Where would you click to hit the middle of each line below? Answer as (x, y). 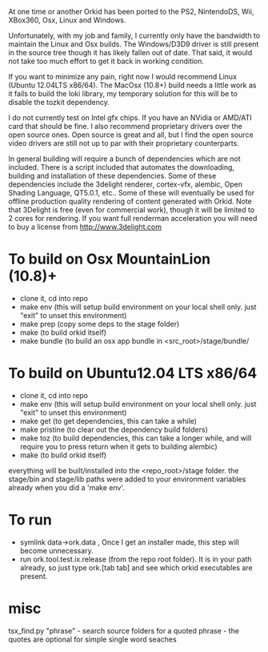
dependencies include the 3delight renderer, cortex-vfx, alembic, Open (126, 184)
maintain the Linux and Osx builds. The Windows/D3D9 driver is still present (134, 44)
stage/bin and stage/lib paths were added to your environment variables (127, 479)
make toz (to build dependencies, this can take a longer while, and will (136, 438)
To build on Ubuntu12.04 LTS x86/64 (133, 374)
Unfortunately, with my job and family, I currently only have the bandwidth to (134, 36)
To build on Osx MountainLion (110, 259)
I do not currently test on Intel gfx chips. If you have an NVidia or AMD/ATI (130, 118)
